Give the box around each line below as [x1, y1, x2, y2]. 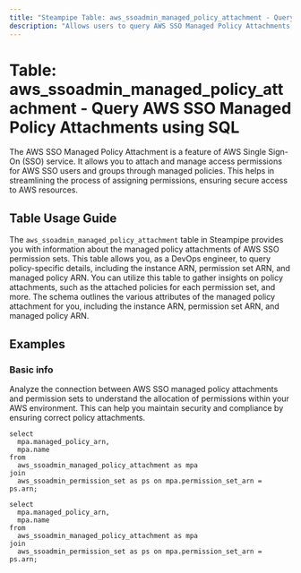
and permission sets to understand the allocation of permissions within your [9, 393, 289, 404]
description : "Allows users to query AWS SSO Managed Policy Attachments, [9, 21, 295, 30]
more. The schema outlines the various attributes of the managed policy [9, 292, 276, 303]
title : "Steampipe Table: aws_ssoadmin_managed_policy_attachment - [9, 13, 271, 22]
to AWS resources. [9, 184, 79, 195]
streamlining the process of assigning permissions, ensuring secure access [9, 175, 288, 186]
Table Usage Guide [9, 210, 117, 226]
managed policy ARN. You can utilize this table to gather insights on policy [9, 272, 284, 283]
